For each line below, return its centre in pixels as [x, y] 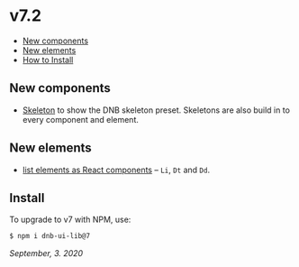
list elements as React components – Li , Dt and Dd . [116, 170]
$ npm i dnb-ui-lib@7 [50, 236]
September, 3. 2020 [46, 253]
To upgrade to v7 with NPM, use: [70, 220]
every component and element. [81, 119]
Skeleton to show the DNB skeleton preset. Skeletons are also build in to [156, 110]
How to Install [48, 60]
